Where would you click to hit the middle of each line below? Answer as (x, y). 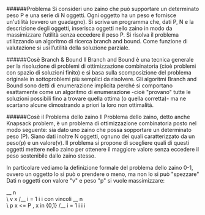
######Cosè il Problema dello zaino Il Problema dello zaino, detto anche (98, 117)
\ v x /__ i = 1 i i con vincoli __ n (45, 199)
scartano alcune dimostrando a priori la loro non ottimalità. (80, 105)
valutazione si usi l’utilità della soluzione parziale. (68, 48)
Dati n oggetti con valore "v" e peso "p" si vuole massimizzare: (86, 180)
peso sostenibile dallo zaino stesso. (51, 156)
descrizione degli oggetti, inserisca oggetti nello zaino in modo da (89, 28)
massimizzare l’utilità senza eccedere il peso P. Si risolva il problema (93, 35)
